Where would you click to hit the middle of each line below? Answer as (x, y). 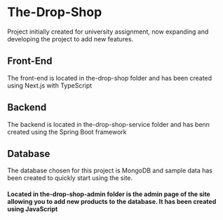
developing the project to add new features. (70, 39)
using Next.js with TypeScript (50, 85)
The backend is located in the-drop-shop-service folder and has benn (109, 124)
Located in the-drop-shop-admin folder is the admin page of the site (109, 194)
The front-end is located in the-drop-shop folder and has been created (110, 78)
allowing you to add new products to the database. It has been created (112, 201)
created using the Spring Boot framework (67, 132)
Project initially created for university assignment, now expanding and (108, 32)
